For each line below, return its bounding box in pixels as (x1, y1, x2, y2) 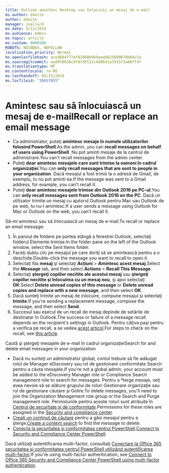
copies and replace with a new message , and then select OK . (12, 287, 143, 293)
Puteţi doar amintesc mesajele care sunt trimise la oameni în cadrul (12, 160, 157, 166)
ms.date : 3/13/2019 (5, 26, 47, 31)
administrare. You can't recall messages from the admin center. (12, 154, 144, 160)
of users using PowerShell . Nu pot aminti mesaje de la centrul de (12, 149, 149, 155)
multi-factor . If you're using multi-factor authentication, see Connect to (5, 451, 152, 457)
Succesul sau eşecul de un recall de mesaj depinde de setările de (12, 309, 150, 315)
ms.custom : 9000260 (5, 41, 47, 46)
